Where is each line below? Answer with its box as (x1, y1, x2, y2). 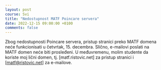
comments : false (5, 25, 38, 30)
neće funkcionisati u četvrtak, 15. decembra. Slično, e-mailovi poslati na (5, 44, 150, 50)
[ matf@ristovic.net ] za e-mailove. (5, 60, 72, 66)
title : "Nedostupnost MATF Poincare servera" (5, 16, 99, 21)
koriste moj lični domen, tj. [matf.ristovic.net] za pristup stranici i (5, 54, 134, 60)
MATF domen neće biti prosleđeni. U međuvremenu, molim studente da (5, 49, 149, 55)
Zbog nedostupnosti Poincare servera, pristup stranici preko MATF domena (5, 39, 157, 45)
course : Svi (5, 12, 29, 17)
